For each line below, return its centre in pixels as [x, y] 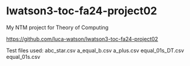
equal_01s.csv [23, 56]
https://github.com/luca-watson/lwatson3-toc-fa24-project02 [82, 39]
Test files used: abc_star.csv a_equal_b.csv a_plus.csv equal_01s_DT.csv [95, 50]
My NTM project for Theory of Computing [57, 27]
